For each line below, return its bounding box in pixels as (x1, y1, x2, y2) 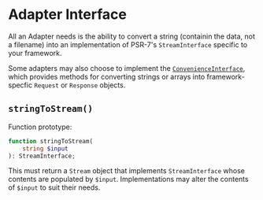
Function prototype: (8, 122, 72, 131)
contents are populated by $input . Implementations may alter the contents (8, 175, 250, 184)
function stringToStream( (8, 137, 93, 145)
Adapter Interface (8, 6, 128, 24)
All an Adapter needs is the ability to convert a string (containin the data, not (8, 31, 256, 41)
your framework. (8, 48, 62, 57)
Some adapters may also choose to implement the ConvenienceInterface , (8, 63, 246, 72)
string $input (22, 144, 69, 153)
